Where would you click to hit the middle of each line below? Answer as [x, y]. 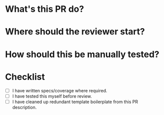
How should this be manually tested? [82, 54]
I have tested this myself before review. [52, 96]
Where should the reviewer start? [75, 32]
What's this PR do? [45, 9]
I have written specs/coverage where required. [60, 90]
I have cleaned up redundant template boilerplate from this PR [75, 102]
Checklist [25, 77]
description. [24, 107]
